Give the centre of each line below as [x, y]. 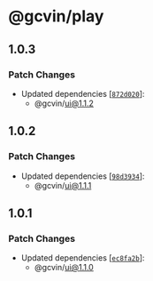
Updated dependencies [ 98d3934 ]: [83, 176]
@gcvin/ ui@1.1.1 [63, 185]
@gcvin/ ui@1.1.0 [64, 268]
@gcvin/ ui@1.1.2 [64, 103]
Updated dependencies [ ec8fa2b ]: [83, 258]
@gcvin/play [56, 16]
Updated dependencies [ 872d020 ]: [83, 93]
